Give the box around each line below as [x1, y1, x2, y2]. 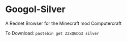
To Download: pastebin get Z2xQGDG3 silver [5, 30, 100, 36]
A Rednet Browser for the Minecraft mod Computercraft [5, 20, 122, 26]
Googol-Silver [5, 4, 66, 15]
